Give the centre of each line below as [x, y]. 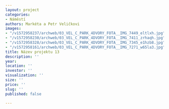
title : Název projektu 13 [32, 52]
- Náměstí [16, 19]
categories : [18, 15]
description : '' [22, 57]
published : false [23, 94]
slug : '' [14, 89]
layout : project [22, 10]
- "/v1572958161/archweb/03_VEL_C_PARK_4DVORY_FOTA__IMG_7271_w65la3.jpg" [85, 47]
